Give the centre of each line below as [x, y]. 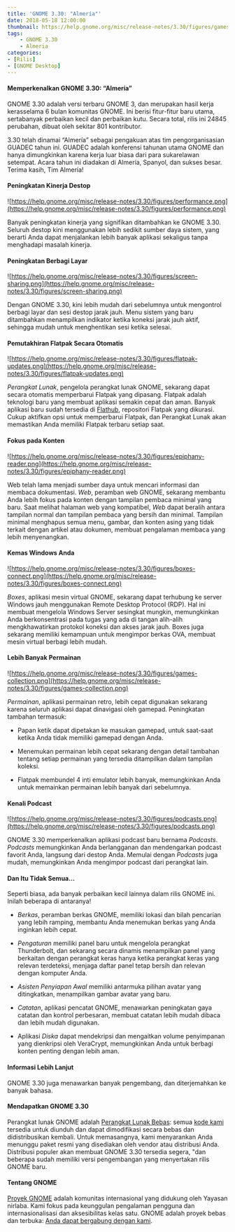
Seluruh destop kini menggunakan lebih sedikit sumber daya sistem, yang [113, 230]
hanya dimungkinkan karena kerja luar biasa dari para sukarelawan [104, 154]
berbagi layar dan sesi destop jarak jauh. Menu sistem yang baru [100, 312]
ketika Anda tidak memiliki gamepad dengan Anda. [90, 738]
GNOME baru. [27, 1166]
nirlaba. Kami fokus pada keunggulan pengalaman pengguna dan [101, 1206]
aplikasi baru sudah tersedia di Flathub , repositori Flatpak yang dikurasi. [111, 409]
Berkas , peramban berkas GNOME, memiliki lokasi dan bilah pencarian [119, 915]
